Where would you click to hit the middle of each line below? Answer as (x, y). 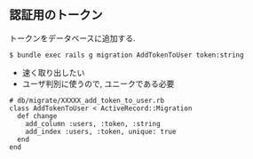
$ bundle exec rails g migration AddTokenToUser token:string (126, 55)
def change (37, 116)
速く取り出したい (53, 72)
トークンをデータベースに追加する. (72, 38)
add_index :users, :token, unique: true (101, 131)
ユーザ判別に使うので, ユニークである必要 (98, 83)
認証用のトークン (56, 15)
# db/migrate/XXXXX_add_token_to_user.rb (87, 100)
